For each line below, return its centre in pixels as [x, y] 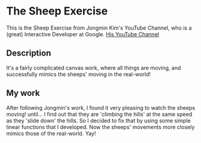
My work [23, 93]
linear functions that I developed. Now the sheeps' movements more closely [100, 127]
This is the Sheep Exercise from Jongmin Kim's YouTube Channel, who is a [99, 28]
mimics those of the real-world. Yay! [51, 133]
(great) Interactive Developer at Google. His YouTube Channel [83, 34]
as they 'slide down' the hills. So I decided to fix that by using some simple [98, 120]
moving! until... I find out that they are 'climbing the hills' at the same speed [99, 114]
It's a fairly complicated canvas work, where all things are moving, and [94, 68]
